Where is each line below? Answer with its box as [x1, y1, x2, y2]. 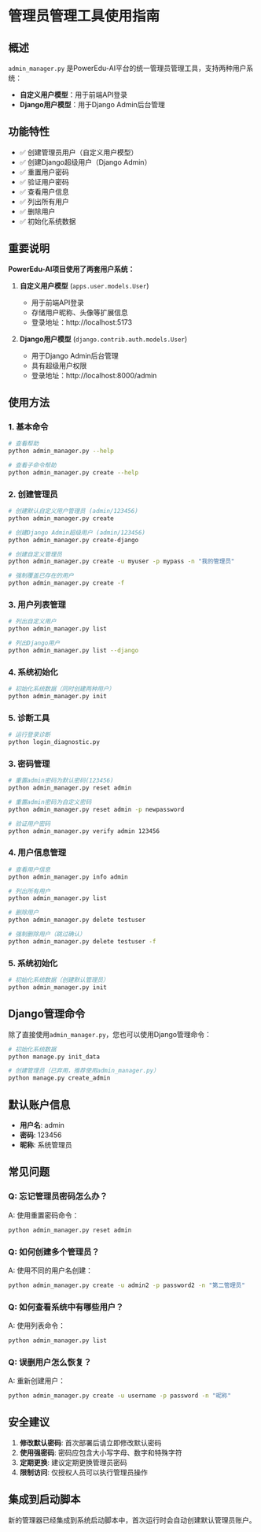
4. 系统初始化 [8, 667, 59, 678]
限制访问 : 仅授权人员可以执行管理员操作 [19, 1467, 148, 1477]
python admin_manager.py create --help [8, 468, 139, 477]
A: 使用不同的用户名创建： [8, 1266, 93, 1275]
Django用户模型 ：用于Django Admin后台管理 [19, 100, 165, 109]
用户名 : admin [19, 1121, 65, 1130]
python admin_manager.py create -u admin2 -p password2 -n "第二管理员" [8, 1281, 245, 1289]
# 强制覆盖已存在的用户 [8, 572, 75, 580]
